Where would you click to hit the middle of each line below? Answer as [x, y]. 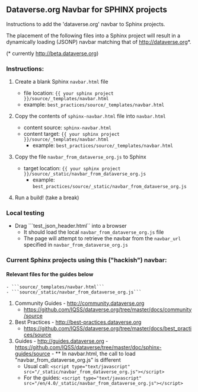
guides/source [32, 353]
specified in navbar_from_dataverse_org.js [76, 245]
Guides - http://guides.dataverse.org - [61, 341]
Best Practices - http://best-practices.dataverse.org [78, 322]
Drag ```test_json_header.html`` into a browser [71, 226]
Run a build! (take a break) [47, 197]
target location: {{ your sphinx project [72, 168]
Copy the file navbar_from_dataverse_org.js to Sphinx [80, 157]
